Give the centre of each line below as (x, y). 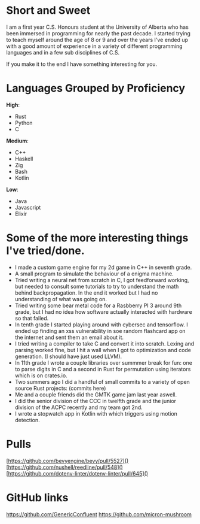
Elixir (21, 214)
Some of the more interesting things (97, 238)
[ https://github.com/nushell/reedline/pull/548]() (65, 467)
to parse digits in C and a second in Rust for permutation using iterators (103, 369)
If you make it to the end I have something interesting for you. (82, 64)
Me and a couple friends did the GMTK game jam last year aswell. (96, 394)
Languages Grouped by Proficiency (96, 88)
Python (24, 123)
